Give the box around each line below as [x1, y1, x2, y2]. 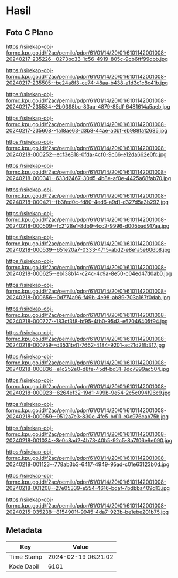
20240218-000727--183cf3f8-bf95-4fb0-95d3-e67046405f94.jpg [6, 318, 168, 325]
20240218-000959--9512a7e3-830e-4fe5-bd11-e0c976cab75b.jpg [6, 413, 169, 420]
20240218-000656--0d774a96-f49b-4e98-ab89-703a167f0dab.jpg [6, 294, 170, 300]
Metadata [6, 525, 42, 535]
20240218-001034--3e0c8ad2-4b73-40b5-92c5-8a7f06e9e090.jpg [6, 437, 173, 444]
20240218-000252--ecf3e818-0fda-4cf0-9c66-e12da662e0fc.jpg [6, 151, 167, 158]
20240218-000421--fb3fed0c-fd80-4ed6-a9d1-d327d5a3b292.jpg [6, 198, 169, 205]
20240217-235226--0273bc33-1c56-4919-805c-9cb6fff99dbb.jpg [6, 56, 168, 62]
